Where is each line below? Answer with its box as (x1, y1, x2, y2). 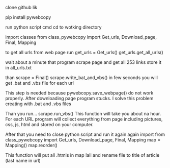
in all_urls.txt (5, 65, 32, 70)
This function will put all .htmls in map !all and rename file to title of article (5, 152, 160, 158)
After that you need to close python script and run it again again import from (5, 131, 165, 137)
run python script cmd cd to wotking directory (5, 24, 102, 30)
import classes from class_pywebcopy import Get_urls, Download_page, (5, 34, 157, 40)
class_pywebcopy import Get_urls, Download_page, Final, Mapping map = (5, 137, 161, 142)
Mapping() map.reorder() (5, 142, 58, 148)
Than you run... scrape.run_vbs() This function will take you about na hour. (5, 111, 161, 116)
